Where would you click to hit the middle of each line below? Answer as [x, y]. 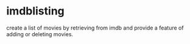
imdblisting [36, 11]
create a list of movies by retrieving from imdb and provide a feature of [95, 28]
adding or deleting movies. [40, 34]
